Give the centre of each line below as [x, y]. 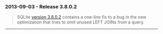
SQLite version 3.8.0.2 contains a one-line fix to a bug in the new [81, 17]
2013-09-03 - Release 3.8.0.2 [41, 7]
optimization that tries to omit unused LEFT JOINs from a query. [81, 22]
